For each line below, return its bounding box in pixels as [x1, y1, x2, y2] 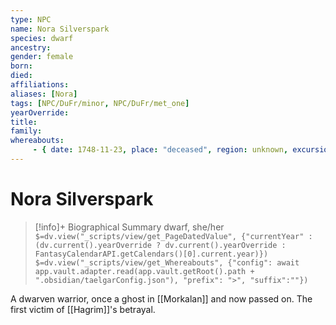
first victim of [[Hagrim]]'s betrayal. [10, 303, 156, 315]
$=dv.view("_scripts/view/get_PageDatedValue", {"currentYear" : [34, 231, 313, 241]
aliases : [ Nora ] [10, 89, 78, 99]
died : [10, 71, 33, 81]
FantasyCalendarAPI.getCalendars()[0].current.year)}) [34, 249, 269, 259]
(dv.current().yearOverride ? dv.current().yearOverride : [34, 240, 287, 250]
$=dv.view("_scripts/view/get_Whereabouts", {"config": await [34, 257, 300, 268]
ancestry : [10, 42, 52, 53]
